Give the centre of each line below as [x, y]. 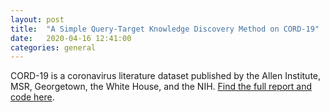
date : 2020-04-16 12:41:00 [71, 38]
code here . [32, 97]
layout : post [37, 19]
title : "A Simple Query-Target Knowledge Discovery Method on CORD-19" [165, 29]
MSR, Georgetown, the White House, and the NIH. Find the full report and [161, 87]
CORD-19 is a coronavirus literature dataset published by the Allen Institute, [166, 76]
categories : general [53, 47]
